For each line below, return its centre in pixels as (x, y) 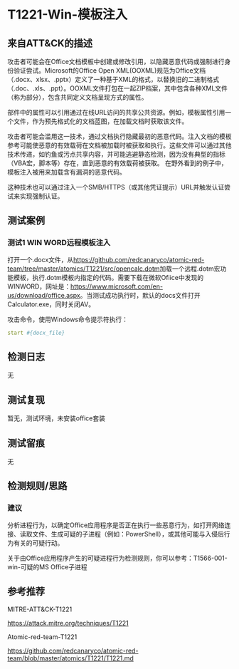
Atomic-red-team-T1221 (42, 637)
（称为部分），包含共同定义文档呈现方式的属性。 (78, 97)
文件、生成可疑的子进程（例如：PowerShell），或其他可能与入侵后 (128, 534)
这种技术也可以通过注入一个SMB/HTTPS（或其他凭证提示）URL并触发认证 (116, 187)
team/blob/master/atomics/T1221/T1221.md (70, 658)
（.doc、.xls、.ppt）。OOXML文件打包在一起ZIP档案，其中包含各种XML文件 (117, 88)
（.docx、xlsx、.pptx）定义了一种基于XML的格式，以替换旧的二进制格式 (113, 79)
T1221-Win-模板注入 (68, 15)
